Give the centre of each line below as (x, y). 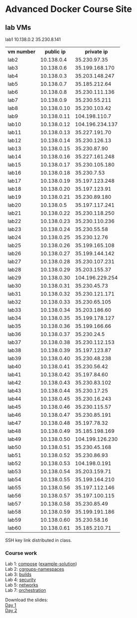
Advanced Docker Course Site (69, 9)
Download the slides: (27, 600)
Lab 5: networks (22, 585)
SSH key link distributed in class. (38, 540)
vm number (22, 52)
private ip (96, 52)
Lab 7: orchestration (26, 590)
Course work (21, 553)
